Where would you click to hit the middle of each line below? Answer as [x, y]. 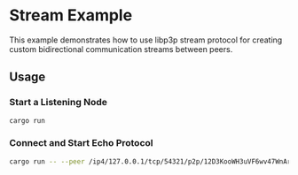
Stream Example [71, 15]
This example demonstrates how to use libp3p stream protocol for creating [146, 40]
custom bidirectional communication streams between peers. [121, 49]
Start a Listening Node [59, 103]
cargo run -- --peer [47, 161]
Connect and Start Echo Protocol [81, 143]
